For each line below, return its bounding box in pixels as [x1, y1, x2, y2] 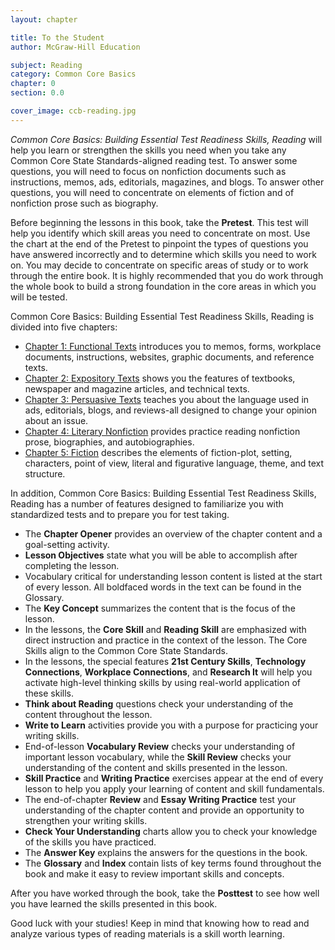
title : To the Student [10, 32, 105, 43]
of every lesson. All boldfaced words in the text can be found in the [24, 581, 302, 593]
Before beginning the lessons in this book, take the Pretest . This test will [10, 216, 309, 228]
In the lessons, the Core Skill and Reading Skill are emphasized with [24, 623, 307, 635]
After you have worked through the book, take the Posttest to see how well [10, 887, 320, 899]
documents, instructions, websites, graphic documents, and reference [24, 351, 315, 363]
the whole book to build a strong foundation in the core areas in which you [10, 280, 317, 292]
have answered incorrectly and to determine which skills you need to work [10, 248, 317, 260]
